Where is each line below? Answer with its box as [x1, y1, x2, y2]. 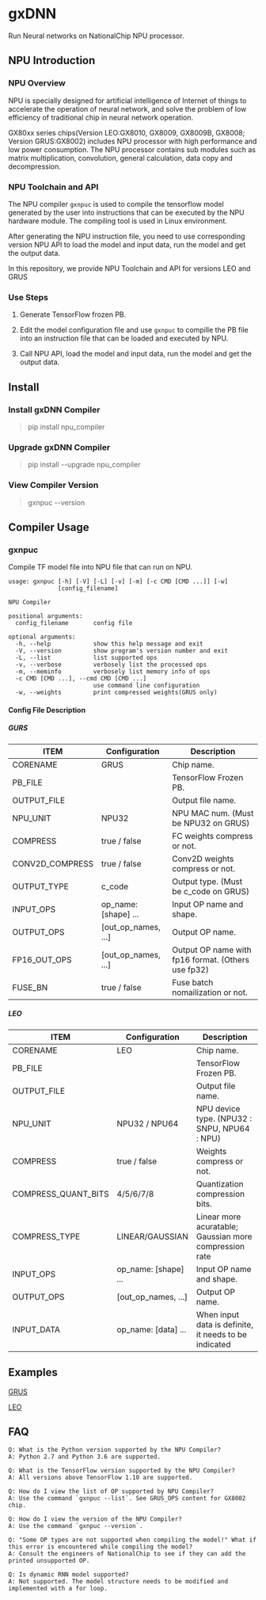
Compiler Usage [8, 520, 89, 534]
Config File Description [8, 705, 85, 714]
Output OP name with [171, 944, 252, 955]
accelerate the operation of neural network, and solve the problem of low [8, 104, 247, 113]
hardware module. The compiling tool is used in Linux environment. [8, 215, 228, 226]
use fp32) [171, 964, 210, 975]
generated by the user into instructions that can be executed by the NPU [8, 208, 245, 217]
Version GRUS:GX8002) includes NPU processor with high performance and [8, 136, 257, 146]
